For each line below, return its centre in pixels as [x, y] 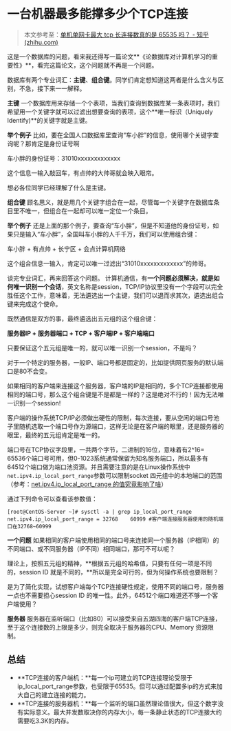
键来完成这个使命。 [34, 303]
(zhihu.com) [41, 42]
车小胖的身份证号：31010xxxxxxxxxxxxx [64, 158]
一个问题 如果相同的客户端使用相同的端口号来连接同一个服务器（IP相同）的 [113, 540]
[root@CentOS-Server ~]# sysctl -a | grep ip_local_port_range [100, 512]
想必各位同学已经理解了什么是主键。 [58, 188]
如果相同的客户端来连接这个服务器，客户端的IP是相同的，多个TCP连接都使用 [115, 385]
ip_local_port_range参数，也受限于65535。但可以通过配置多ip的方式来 [117, 686]
